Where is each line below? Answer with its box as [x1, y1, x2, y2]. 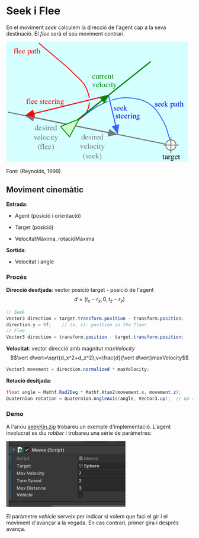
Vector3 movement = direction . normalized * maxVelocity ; [6, 367, 150, 373]
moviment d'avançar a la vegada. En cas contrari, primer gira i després [6, 519, 179, 526]
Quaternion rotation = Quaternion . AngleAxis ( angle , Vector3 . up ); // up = [6, 396, 195, 402]
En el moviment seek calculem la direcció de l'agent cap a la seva [6, 24, 166, 31]
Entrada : [6, 200, 28, 208]
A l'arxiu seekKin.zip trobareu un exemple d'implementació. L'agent [6, 423, 171, 431]
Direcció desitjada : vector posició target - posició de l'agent [6, 286, 154, 294]
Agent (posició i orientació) [14, 212, 81, 219]
